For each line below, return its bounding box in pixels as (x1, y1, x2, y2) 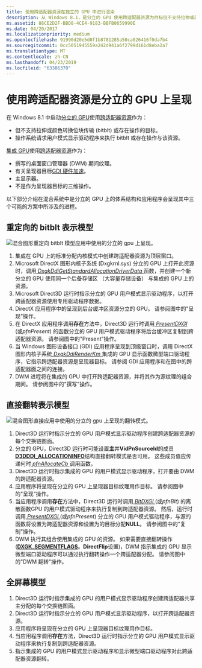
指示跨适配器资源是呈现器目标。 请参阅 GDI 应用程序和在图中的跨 (31, 358, 192, 365)
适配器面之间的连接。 (14, 366, 68, 373)
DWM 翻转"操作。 (23, 558, 67, 565)
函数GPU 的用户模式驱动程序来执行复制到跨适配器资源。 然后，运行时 (20, 505, 193, 512)
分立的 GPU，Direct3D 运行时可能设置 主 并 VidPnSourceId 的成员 (14, 445, 174, 452)
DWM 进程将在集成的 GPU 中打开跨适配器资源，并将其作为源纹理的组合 (14, 373, 192, 380)
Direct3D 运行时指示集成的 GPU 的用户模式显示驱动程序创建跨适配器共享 (14, 594, 195, 602)
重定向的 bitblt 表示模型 (6, 222, 94, 232)
